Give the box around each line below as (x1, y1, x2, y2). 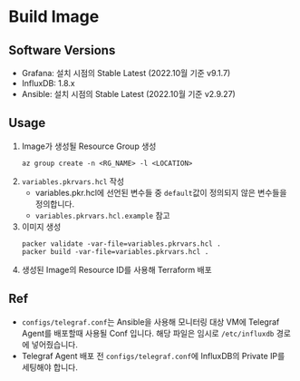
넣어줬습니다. (31, 338, 78, 350)
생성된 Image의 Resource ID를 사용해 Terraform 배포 (21, 264, 212, 275)
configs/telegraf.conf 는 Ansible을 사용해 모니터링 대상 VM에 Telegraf (21, 316, 280, 327)
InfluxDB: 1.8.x (21, 78, 75, 88)
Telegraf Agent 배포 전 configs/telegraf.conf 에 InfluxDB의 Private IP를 (21, 350, 285, 361)
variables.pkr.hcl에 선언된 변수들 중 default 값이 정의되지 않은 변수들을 (34, 187, 287, 198)
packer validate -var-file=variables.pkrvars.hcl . (21, 239, 221, 249)
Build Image (8, 6, 100, 27)
